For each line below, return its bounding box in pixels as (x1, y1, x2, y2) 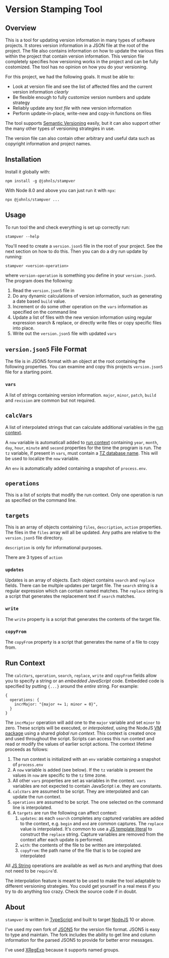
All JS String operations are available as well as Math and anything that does (5, 863, 163, 869)
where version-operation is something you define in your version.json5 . (5, 272, 156, 278)
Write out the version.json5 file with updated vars (12, 330, 117, 337)
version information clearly (12, 89, 69, 94)
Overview (5, 24, 37, 32)
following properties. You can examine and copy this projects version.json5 (5, 364, 163, 370)
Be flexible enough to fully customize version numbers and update (12, 94, 151, 100)
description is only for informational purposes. (5, 545, 103, 551)
